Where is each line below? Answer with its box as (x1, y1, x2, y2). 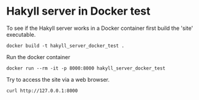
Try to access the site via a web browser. (6, 76, 110, 83)
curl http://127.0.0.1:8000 (6, 87, 78, 94)
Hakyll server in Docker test (6, 4, 151, 18)
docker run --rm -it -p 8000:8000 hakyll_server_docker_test (6, 65, 166, 71)
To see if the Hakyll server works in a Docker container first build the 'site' (6, 24, 193, 32)
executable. (6, 30, 36, 38)
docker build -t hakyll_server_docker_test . (6, 43, 124, 49)
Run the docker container (6, 53, 70, 60)
